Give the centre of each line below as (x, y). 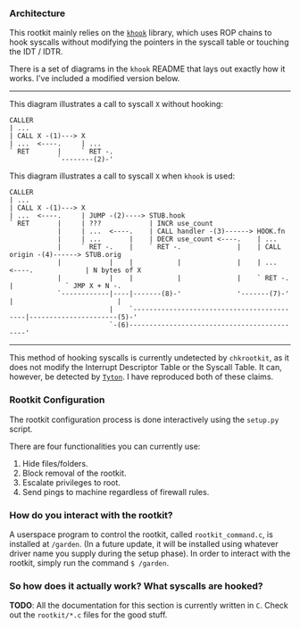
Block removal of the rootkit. (74, 473)
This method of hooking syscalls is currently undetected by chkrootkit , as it (150, 358)
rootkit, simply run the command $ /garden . (89, 563)
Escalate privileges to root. (71, 482)
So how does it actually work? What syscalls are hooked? (136, 585)
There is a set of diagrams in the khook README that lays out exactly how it (147, 69)
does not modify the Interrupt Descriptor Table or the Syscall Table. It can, (146, 368)
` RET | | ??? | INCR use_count (112, 224)
